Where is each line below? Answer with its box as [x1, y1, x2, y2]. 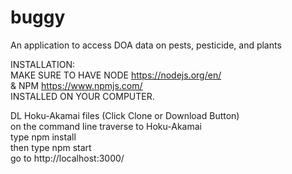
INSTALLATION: [10, 58, 76, 70]
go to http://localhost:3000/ [10, 152, 125, 164]
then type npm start [10, 141, 92, 153]
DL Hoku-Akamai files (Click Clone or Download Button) [10, 109, 240, 121]
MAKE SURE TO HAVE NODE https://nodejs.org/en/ [10, 69, 222, 81]
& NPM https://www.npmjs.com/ [10, 79, 143, 91]
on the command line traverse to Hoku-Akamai [10, 120, 202, 132]
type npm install [10, 131, 77, 143]
